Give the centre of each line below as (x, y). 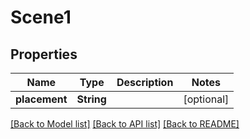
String (91, 99)
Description (145, 82)
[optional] (206, 99)
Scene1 (41, 17)
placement (41, 99)
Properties (44, 54)
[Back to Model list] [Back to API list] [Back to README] (125, 124)
